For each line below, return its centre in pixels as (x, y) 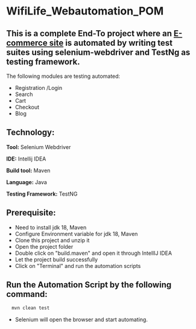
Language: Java (27, 182)
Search (24, 94)
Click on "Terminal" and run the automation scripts (78, 266)
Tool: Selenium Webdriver (39, 147)
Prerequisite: (31, 213)
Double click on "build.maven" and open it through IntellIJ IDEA (93, 253)
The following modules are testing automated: (63, 76)
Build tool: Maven (28, 170)
